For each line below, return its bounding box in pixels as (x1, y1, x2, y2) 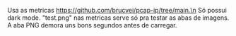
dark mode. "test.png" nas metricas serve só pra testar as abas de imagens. (7, 13, 230, 22)
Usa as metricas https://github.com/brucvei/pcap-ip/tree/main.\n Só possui (7, 6, 228, 14)
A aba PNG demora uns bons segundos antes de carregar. (7, 21, 178, 29)
